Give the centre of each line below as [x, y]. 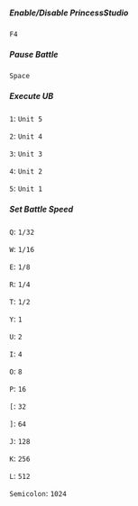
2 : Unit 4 [26, 136]
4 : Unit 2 [26, 170]
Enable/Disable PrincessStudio [69, 13]
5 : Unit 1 [26, 188]
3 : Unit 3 [26, 153]
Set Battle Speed [41, 209]
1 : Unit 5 [26, 118]
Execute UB [32, 95]
